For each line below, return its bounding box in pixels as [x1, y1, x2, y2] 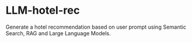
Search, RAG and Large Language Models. [5, 29, 111, 36]
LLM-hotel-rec [5, 4, 80, 17]
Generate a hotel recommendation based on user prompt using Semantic [5, 23, 187, 30]
